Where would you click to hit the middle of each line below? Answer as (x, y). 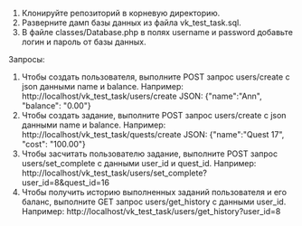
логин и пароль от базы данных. (84, 42)
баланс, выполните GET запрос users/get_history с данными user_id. (154, 202)
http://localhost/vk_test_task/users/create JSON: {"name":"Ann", (142, 96)
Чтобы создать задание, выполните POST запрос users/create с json (154, 115)
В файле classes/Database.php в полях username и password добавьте (157, 32)
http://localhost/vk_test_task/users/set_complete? (114, 173)
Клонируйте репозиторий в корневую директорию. (121, 13)
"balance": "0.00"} (56, 106)
